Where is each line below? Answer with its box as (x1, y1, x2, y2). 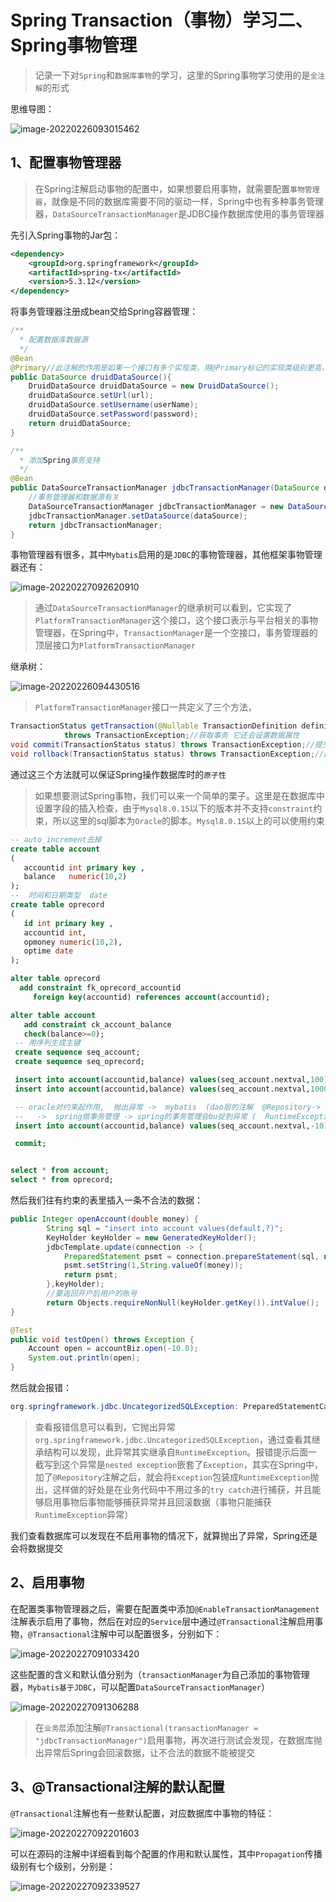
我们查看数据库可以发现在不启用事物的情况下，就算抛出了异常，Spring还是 (10, 1529, 318, 1541)
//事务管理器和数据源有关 (28, 492, 120, 502)
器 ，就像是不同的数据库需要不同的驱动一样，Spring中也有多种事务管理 (34, 195, 324, 207)
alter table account (10, 1010, 97, 1020)
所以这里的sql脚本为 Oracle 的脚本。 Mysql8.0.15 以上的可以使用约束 (52, 814, 325, 826)
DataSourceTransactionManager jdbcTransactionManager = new (28, 501, 284, 511)
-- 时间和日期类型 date (10, 891, 108, 901)
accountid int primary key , (23, 862, 145, 873)
